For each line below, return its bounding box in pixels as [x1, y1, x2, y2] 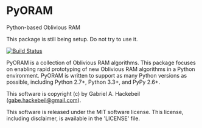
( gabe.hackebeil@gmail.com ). [6, 96, 82, 104]
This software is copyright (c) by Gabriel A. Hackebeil [6, 90, 141, 97]
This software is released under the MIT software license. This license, [6, 108, 184, 115]
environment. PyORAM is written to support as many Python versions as [6, 72, 187, 79]
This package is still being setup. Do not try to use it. [6, 35, 138, 42]
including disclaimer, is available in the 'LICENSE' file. [6, 115, 140, 122]
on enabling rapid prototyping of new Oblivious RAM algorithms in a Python [6, 65, 196, 73]
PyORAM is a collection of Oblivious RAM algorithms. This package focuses [6, 59, 197, 66]
